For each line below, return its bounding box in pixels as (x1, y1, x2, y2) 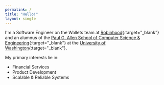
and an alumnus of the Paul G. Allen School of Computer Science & (5, 35, 141, 41)
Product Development (12, 69, 56, 75)
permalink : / (5, 7, 32, 12)
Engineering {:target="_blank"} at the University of (5, 40, 106, 46)
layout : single (5, 16, 36, 21)
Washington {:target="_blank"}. (5, 45, 67, 51)
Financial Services (12, 64, 49, 70)
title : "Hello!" (5, 12, 38, 17)
